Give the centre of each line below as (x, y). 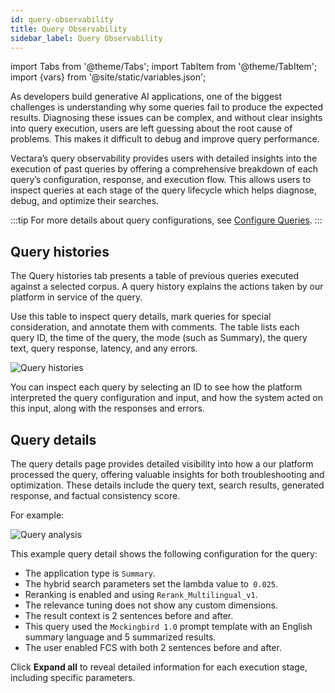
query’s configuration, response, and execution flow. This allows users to (161, 180)
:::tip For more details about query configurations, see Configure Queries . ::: (166, 220)
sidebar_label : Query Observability (86, 38)
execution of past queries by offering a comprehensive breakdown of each (164, 169)
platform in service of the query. (76, 297)
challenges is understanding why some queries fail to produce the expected (167, 107)
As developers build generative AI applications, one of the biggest (146, 97)
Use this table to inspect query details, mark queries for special (141, 317)
